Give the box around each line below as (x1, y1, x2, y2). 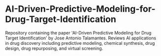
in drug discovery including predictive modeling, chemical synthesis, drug (5, 40, 155, 46)
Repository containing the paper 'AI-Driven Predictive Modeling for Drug (5, 30, 152, 36)
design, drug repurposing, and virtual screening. (5, 45, 103, 51)
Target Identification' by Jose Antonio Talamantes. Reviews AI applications (5, 35, 157, 41)
